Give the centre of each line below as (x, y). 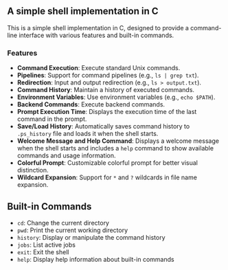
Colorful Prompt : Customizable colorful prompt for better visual (107, 163)
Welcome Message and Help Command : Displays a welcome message (118, 141)
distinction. (33, 170)
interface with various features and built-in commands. (96, 35)
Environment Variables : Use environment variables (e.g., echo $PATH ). (116, 97)
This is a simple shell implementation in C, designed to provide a (98, 27)
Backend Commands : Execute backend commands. (91, 104)
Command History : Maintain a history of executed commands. (105, 90)
